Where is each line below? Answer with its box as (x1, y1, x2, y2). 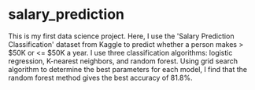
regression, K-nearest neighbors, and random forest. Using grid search (8, 56, 238, 66)
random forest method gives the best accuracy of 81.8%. (8, 73, 193, 82)
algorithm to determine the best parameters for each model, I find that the (8, 64, 248, 74)
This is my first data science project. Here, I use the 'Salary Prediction (8, 31, 235, 41)
